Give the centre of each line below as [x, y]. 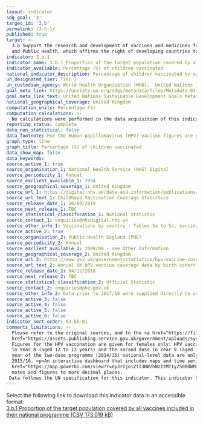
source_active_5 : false [36, 310]
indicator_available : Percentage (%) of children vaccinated [85, 68]
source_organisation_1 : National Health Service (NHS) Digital [88, 170]
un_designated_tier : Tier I [42, 79]
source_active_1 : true [35, 164]
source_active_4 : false [36, 305]
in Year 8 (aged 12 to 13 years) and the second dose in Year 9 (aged [102, 350]
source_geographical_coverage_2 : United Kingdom [69, 254]
